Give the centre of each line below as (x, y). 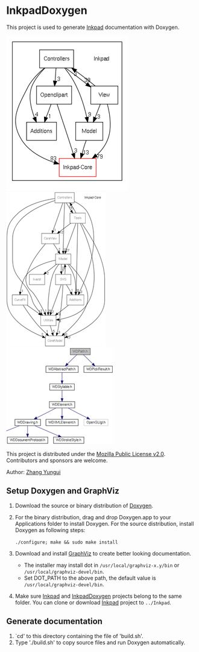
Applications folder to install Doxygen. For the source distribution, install (104, 524)
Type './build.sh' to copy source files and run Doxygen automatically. (100, 642)
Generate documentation (54, 622)
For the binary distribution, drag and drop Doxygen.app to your (93, 517)
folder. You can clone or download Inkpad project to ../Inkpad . (93, 602)
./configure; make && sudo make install (66, 542)
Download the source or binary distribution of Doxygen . (84, 505)
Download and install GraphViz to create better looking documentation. (103, 553)
